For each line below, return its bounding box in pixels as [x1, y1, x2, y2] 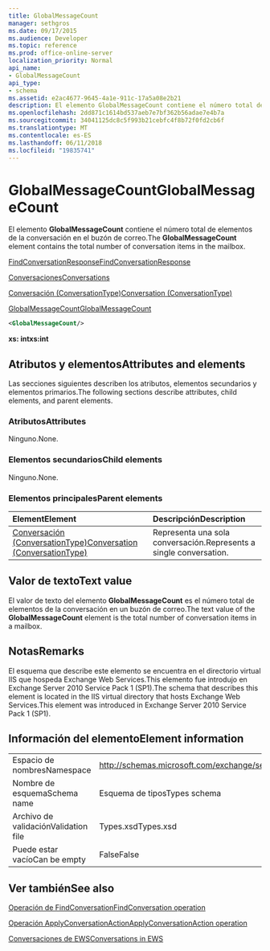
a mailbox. [8, 621, 43, 631]
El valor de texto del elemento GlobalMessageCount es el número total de [8, 596, 255, 605]
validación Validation [12, 821, 88, 832]
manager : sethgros [8, 19, 70, 27]
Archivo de [12, 811, 54, 822]
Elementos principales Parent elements [8, 492, 163, 503]
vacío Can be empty [12, 854, 87, 865]
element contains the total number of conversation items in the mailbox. [8, 242, 246, 252]
